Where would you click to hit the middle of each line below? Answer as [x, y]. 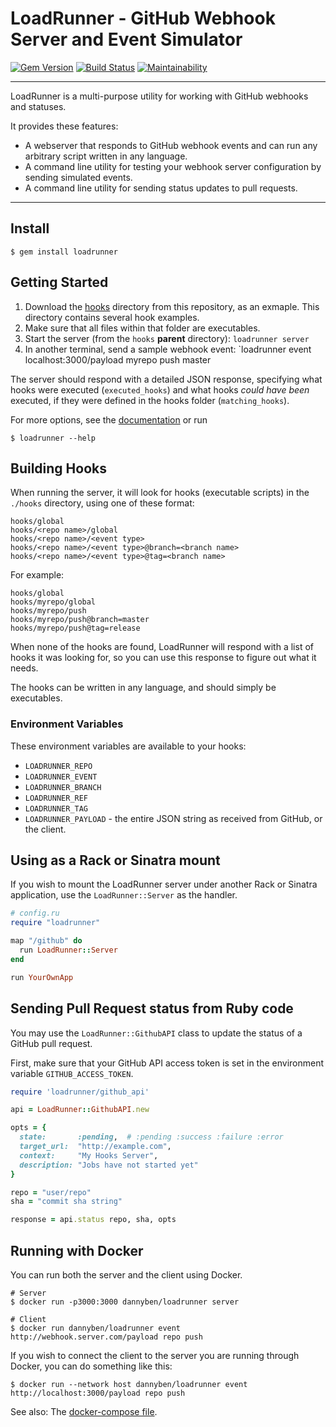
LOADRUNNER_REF [56, 798]
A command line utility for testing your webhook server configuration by [173, 166]
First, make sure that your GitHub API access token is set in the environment [167, 1063]
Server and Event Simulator [126, 39]
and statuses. [38, 106]
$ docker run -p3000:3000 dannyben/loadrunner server [125, 1302]
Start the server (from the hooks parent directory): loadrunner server [167, 338]
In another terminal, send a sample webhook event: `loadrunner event [168, 349]
